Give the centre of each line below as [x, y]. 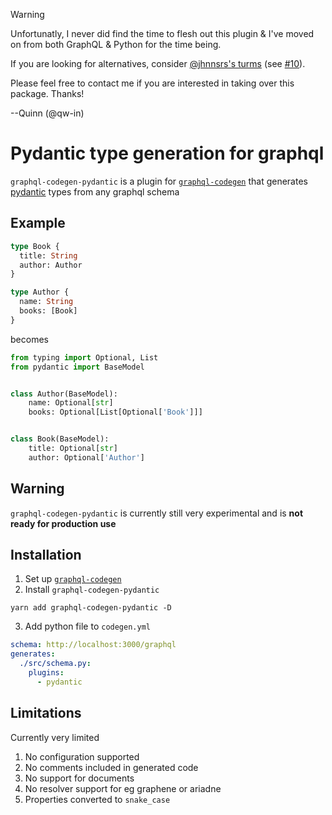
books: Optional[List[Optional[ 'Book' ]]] [115, 412]
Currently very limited [55, 737]
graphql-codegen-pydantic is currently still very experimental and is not [157, 513]
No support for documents [79, 778]
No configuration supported [82, 756]
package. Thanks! [47, 93]
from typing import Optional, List [84, 357]
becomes [29, 339]
